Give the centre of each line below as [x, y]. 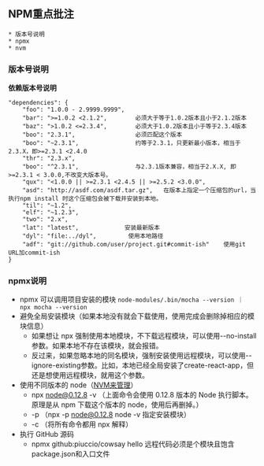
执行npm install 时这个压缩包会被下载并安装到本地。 [85, 199]
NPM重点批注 [41, 14]
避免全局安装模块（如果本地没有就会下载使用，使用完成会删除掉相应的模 [137, 316]
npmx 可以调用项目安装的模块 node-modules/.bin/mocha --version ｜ [132, 300]
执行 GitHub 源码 [47, 435]
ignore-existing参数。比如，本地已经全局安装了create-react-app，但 [143, 365]
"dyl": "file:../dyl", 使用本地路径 [93, 236]
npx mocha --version [53, 308]
